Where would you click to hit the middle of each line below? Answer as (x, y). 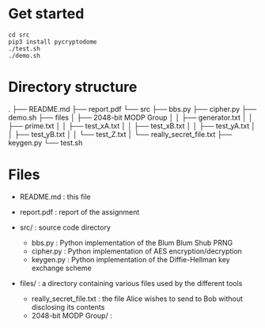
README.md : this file (55, 196)
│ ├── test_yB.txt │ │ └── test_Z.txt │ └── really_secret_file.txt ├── (120, 134)
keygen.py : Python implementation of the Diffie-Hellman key (131, 259)
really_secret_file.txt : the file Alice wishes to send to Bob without (137, 299)
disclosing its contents (68, 307)
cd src (19, 35)
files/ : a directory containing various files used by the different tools (131, 283)
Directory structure (73, 87)
